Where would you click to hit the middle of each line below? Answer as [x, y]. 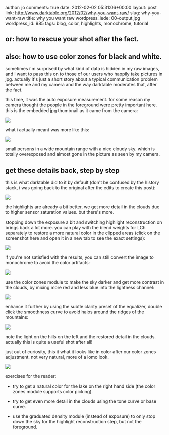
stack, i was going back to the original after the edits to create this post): [80, 188]
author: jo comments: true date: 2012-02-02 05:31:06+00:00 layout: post [81, 7]
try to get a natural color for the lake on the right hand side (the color [84, 386]
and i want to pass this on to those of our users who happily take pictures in [84, 74]
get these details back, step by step [62, 170]
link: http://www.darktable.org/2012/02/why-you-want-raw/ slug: [73, 13]
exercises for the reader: [31, 376]
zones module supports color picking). [53, 392]
